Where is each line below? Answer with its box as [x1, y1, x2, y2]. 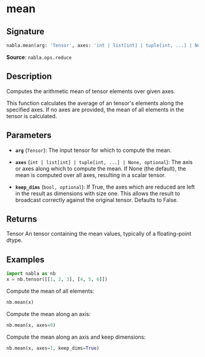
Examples [6, 254, 45, 265]
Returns [6, 214, 38, 224]
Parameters [6, 130, 52, 141]
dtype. [6, 236, 23, 244]
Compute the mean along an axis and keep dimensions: [6, 333, 146, 340]
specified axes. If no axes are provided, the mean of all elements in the [6, 106, 184, 113]
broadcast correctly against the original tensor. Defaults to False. [15, 196, 178, 203]
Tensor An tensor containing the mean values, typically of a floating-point [6, 230, 192, 238]
